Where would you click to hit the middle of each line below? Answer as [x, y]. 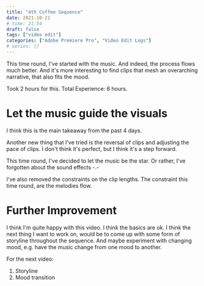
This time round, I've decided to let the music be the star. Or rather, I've [96, 161]
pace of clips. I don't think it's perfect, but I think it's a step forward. [92, 149]
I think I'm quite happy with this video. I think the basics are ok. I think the [99, 227]
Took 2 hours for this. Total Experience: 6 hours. [67, 88]
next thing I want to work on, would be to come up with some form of [93, 234]
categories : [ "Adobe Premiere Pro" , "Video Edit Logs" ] [79, 41]
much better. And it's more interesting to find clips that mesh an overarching [102, 70]
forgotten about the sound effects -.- [53, 167]
